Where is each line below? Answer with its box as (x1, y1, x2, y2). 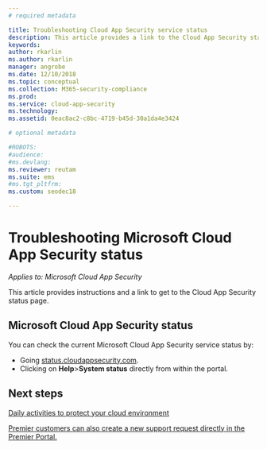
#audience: (8, 150, 44, 159)
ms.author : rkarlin (8, 56, 73, 64)
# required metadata (8, 11, 77, 20)
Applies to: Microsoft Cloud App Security (8, 272, 142, 281)
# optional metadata (8, 129, 77, 137)
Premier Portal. (8, 432, 57, 441)
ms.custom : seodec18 (8, 188, 77, 195)
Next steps (8, 387, 64, 401)
